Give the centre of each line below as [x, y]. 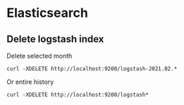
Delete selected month [39, 56]
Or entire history [30, 82]
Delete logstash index [55, 39]
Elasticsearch [48, 13]
